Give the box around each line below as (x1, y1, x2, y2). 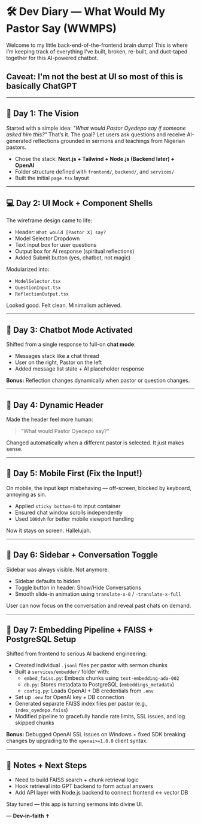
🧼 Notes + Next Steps (6, 760, 87, 771)
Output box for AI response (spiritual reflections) (14, 247, 135, 255)
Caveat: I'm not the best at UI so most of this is (6, 71, 184, 82)
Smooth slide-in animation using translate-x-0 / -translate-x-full (14, 590, 181, 598)
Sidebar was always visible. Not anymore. (6, 566, 109, 573)
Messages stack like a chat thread (14, 353, 100, 360)
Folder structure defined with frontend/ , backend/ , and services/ (14, 168, 175, 175)
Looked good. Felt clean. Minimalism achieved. (6, 301, 122, 309)
